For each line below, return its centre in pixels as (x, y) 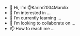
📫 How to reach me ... (32, 28)
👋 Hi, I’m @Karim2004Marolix (39, 8)
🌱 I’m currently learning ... (35, 18)
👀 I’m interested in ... (30, 13)
